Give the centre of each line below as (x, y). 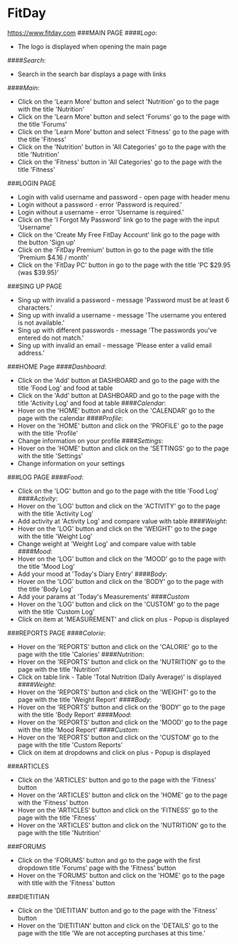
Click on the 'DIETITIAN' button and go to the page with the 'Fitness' (117, 910)
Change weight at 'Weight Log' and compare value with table (107, 543)
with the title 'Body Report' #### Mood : (75, 715)
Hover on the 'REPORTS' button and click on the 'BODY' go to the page (121, 707)
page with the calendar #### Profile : (70, 418)
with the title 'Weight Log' (55, 536)
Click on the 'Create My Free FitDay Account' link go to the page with (119, 234)
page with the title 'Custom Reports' (70, 744)
